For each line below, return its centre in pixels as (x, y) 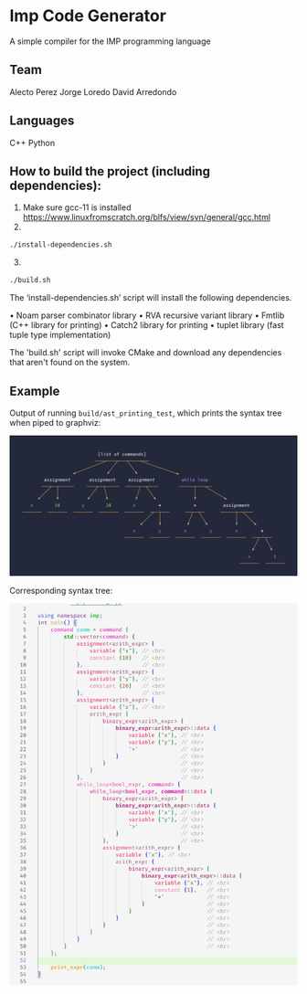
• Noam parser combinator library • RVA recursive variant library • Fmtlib (147, 315)
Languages (42, 121)
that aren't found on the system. (70, 363)
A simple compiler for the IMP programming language (111, 41)
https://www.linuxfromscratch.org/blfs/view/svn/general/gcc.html (147, 217)
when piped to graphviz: (55, 422)
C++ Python (32, 143)
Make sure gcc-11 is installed (77, 207)
